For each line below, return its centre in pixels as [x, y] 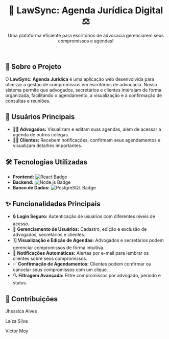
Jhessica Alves [21, 311]
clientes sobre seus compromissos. [50, 259]
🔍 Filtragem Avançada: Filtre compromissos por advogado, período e [87, 276]
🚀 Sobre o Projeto [33, 67]
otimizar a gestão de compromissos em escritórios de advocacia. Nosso [81, 84]
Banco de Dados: [31, 188]
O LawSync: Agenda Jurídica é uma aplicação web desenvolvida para [80, 79]
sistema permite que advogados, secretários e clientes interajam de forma [83, 90]
